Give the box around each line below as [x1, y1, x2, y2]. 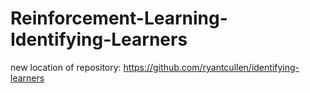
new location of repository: [10, 61, 122, 73]
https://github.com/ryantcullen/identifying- [123, 61, 300, 73]
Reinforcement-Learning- [10, 7, 228, 30]
